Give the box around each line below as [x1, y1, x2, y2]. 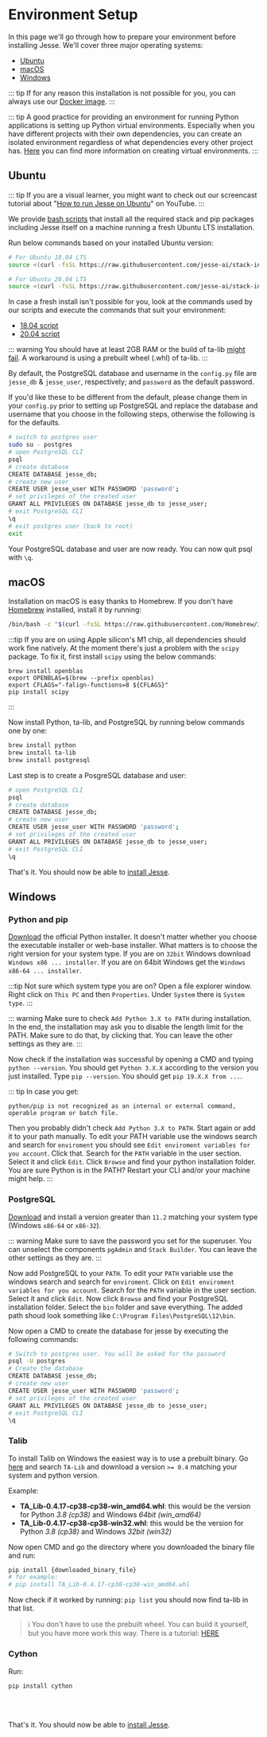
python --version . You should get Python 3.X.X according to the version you [8, 1063, 259, 1073]
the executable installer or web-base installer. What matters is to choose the [8, 941, 258, 950]
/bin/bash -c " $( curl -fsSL [8, 620, 102, 628]
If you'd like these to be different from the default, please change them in [8, 393, 248, 402]
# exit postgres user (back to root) [8, 522, 133, 530]
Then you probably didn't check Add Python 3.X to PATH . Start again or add [8, 1123, 256, 1133]
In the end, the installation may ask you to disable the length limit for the [8, 1022, 244, 1032]
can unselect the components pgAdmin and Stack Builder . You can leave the [8, 1244, 257, 1254]
